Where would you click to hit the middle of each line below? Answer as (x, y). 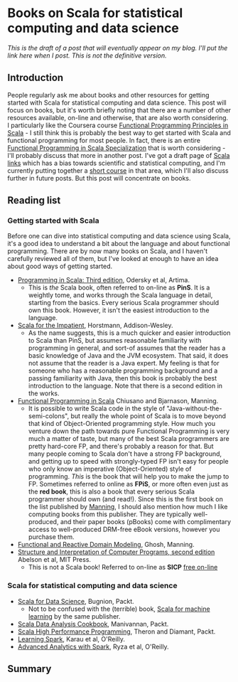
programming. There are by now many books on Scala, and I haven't (108, 251)
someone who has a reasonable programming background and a (123, 371)
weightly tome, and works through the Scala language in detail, (120, 295)
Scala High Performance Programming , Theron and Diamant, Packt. (117, 632)
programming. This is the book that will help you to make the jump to (129, 476)
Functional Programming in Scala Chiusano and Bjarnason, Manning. (118, 401)
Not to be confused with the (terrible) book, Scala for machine (119, 609)
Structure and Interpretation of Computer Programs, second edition (116, 552)
